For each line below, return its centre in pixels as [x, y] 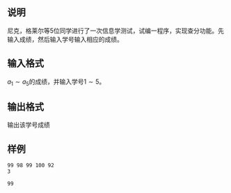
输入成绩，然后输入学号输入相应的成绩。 [65, 39]
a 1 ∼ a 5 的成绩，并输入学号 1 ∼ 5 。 [56, 82]
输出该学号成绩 [29, 125]
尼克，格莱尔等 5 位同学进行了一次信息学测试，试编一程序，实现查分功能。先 [116, 31]
